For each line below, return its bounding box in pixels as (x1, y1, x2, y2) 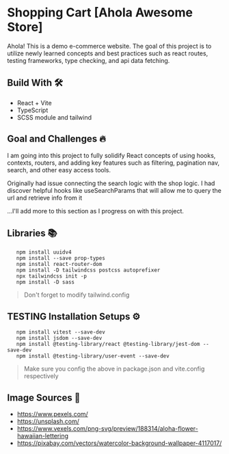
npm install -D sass (16, 279, 75, 286)
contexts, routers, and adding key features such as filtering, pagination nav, (7, 159, 220, 167)
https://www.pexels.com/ (16, 410, 89, 418)
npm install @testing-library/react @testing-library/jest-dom (16, 340, 200, 348)
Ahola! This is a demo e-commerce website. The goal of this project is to (7, 42, 212, 50)
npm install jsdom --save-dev (16, 335, 103, 342)
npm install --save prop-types (16, 255, 106, 262)
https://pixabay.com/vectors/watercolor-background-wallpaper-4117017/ (16, 439, 222, 447)
